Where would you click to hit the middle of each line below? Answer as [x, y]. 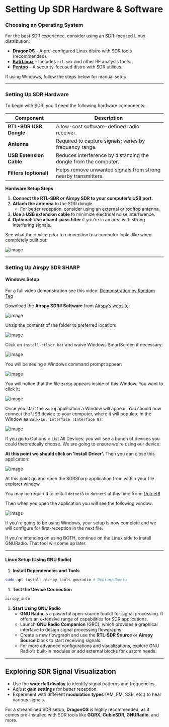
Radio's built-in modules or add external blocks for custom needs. [88, 651]
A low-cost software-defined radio [98, 126]
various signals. [29, 699]
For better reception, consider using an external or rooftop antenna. [90, 209]
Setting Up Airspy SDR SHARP [43, 267]
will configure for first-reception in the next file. [54, 528]
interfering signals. [32, 225]
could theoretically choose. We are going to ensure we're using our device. [83, 444]
